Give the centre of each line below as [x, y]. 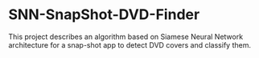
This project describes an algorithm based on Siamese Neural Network [126, 37]
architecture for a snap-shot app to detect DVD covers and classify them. [130, 44]
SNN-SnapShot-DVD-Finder [104, 15]
